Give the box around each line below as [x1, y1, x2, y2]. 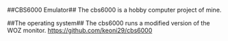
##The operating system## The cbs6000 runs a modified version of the [7, 19, 210, 27]
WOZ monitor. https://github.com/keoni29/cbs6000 [7, 27, 153, 34]
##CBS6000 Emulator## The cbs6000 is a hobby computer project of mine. [7, 6, 222, 14]
